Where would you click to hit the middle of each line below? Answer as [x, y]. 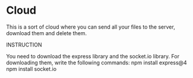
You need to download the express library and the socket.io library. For [93, 56]
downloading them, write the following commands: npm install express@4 [96, 63]
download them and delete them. [47, 33]
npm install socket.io [31, 68]
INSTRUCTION [24, 45]
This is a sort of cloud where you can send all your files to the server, [91, 27]
